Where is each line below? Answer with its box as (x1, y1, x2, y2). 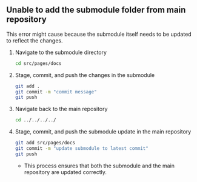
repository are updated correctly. (24, 168, 107, 175)
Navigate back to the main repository (15, 106, 108, 113)
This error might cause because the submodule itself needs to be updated (6, 30, 192, 38)
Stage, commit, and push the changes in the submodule (15, 71, 155, 78)
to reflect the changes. (6, 36, 63, 44)
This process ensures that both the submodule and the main (24, 162, 175, 169)
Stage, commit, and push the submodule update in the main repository (15, 128, 192, 135)
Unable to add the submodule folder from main (6, 5, 186, 15)
